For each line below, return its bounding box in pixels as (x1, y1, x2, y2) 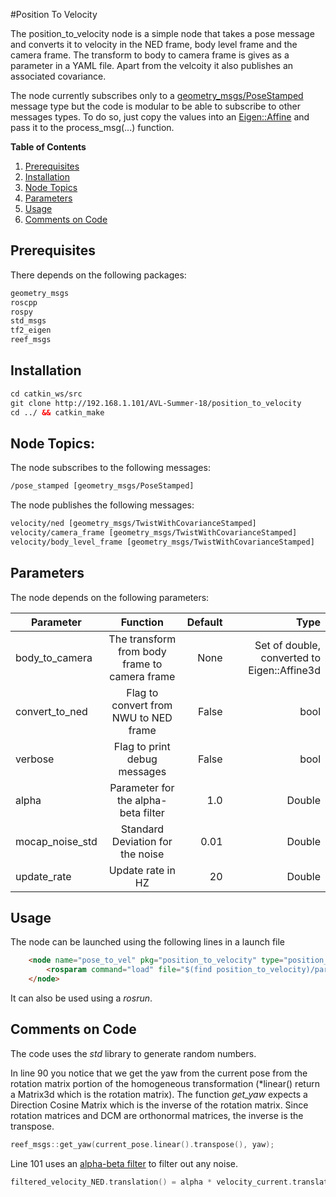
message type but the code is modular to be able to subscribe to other (10, 100, 301, 112)
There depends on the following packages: (10, 269, 187, 281)
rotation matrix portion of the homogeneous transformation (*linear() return (10, 1077, 320, 1089)
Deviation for (111, 834, 173, 848)
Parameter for (109, 780, 175, 794)
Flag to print (113, 739, 171, 753)
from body (117, 644, 167, 658)
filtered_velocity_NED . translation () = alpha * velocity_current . (10, 1177, 293, 1187)
